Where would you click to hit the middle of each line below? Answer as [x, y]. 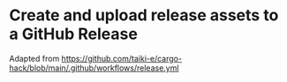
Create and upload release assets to [144, 15]
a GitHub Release [74, 34]
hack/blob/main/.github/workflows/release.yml [94, 68]
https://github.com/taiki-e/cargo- [122, 58]
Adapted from [34, 58]
